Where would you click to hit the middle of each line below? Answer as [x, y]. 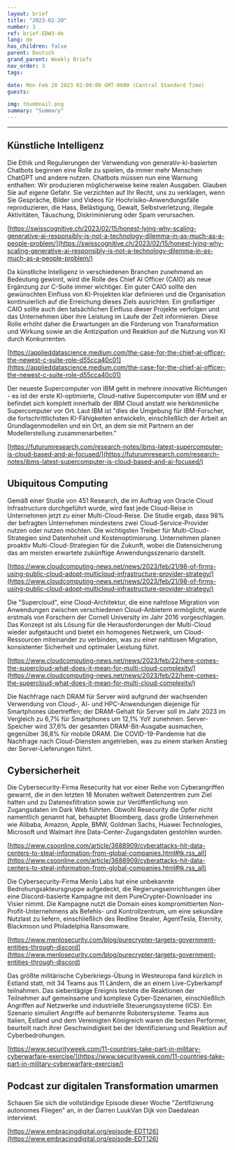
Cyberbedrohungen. [37, 1036]
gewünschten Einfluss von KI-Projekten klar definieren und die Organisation [116, 294]
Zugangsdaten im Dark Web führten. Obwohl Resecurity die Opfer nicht [110, 810]
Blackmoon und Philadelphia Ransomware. [69, 926]
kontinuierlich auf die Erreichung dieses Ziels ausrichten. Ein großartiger [111, 302]
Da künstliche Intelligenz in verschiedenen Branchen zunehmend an [105, 271]
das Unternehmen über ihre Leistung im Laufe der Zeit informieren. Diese [113, 316]
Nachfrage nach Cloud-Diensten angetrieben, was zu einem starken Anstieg [117, 741]
